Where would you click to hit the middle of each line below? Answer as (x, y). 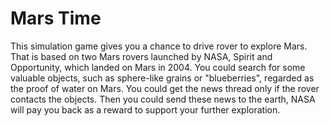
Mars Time (56, 18)
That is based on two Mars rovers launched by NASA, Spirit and (141, 56)
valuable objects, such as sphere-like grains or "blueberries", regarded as (162, 78)
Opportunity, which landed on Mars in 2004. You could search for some (158, 67)
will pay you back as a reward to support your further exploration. (145, 109)
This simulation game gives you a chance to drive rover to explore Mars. (159, 46)
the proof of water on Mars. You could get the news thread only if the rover (165, 88)
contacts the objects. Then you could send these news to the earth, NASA (163, 99)
